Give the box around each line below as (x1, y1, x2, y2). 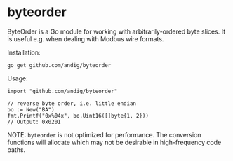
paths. (7, 145, 26, 154)
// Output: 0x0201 (7, 118, 61, 125)
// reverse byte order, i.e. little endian (7, 99, 137, 107)
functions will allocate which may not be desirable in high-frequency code (7, 138, 222, 146)
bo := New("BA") (7, 106, 55, 113)
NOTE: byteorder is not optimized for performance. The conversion (7, 130, 201, 139)
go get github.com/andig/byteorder (7, 62, 112, 69)
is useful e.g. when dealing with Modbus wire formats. (7, 34, 164, 43)
